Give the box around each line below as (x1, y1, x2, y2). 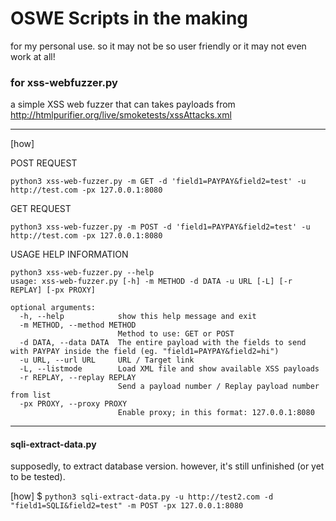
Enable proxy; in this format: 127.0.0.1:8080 (117, 408, 315, 418)
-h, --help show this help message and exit (19, 312, 257, 322)
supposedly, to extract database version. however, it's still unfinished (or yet (10, 460, 325, 472)
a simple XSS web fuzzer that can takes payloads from (10, 98, 236, 111)
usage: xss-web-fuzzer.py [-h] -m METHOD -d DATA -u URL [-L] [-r (10, 277, 293, 287)
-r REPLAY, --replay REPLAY (19, 373, 137, 383)
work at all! (10, 50, 56, 62)
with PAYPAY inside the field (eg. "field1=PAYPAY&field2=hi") (10, 347, 280, 357)
